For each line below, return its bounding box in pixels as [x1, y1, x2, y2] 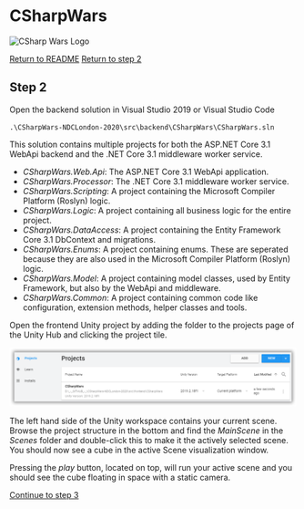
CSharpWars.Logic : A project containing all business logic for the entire [22, 204, 291, 215]
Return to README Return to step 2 [9, 53, 142, 64]
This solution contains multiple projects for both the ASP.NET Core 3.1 [9, 139, 271, 150]
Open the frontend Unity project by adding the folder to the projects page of [9, 319, 295, 330]
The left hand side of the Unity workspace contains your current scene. [9, 415, 278, 426]
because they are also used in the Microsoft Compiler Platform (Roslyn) [22, 253, 291, 265]
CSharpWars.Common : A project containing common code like [22, 292, 258, 303]
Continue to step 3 [9, 489, 79, 500]
